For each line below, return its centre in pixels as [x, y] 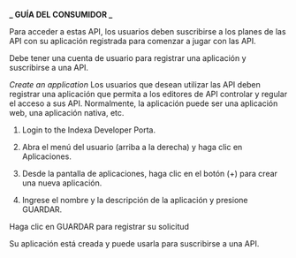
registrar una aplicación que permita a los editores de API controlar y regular [148, 94]
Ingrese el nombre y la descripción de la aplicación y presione [135, 200]
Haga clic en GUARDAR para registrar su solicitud [99, 227]
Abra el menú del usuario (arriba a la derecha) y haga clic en [132, 147]
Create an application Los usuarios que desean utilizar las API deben [135, 84]
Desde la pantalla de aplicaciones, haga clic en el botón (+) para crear [150, 174]
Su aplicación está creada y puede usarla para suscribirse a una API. [134, 243]
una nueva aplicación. [62, 183]
